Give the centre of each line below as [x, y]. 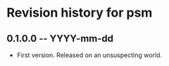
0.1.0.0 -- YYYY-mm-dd [60, 39]
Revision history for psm [80, 13]
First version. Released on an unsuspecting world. [89, 55]
